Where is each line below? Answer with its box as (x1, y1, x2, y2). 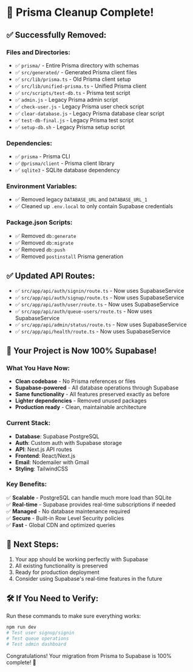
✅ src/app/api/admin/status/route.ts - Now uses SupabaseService (15, 321, 187, 328)
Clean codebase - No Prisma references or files (15, 377, 136, 385)
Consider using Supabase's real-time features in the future (15, 575, 163, 582)
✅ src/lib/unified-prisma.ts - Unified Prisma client (15, 82, 147, 89)
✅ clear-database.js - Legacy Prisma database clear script (15, 110, 164, 117)
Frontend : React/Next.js (15, 452, 76, 459)
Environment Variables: (6, 182, 77, 191)
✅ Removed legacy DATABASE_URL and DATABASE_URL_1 (15, 196, 147, 203)
